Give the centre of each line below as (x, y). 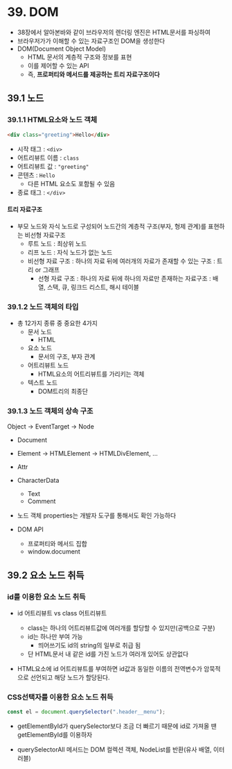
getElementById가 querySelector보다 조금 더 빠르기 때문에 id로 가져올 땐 (117, 726)
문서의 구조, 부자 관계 (66, 356)
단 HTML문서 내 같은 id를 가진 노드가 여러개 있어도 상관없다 (108, 654)
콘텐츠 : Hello (36, 175)
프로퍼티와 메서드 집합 (57, 544)
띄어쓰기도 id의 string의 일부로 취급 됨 (89, 645)
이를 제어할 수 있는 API (58, 65)
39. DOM (33, 12)
